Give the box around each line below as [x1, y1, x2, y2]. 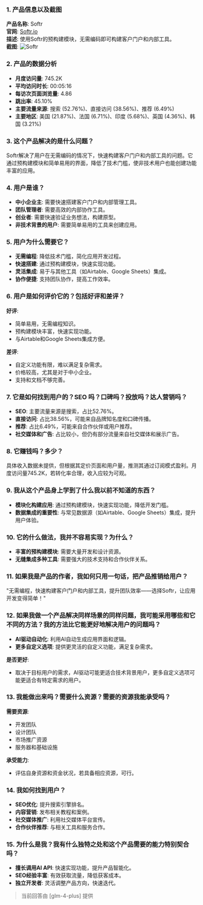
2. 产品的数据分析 [6, 59, 57, 68]
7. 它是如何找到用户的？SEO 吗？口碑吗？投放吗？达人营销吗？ [6, 392, 187, 401]
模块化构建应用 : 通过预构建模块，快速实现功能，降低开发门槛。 [14, 501, 172, 508]
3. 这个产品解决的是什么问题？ [6, 136, 94, 145]
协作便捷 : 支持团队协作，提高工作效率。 [14, 275, 114, 283]
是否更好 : [6, 656, 30, 663]
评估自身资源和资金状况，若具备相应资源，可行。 [14, 769, 137, 776]
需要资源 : [6, 708, 30, 715]
